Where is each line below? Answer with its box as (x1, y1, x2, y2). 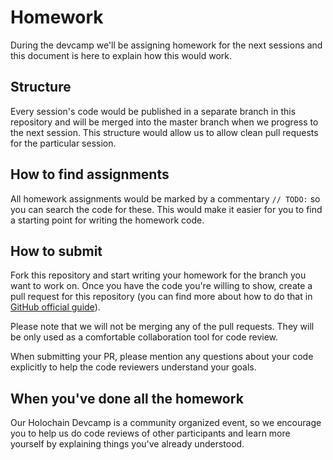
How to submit (10, 242, 103, 260)
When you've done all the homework (10, 390, 244, 407)
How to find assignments (10, 166, 170, 183)
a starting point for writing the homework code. (10, 214, 205, 226)
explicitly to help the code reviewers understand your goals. (10, 361, 257, 373)
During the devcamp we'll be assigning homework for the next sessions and (10, 39, 323, 51)
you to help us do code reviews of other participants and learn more (10, 427, 291, 440)
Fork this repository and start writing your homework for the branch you (10, 269, 307, 281)
